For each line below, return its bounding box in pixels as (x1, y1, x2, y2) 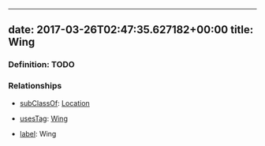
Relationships (8, 80, 62, 92)
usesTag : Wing (19, 114, 69, 123)
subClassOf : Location (19, 98, 91, 107)
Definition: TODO (8, 59, 75, 70)
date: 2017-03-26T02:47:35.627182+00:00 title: (8, 23, 254, 36)
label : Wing (19, 129, 57, 138)
